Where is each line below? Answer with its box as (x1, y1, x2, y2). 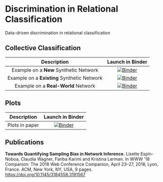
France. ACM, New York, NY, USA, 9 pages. (5, 166, 93, 172)
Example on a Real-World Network (14, 82, 96, 89)
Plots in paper (7, 122, 39, 128)
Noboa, (5, 156, 20, 162)
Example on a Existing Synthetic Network (7, 74, 103, 81)
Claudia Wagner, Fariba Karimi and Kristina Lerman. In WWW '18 (20, 156, 150, 162)
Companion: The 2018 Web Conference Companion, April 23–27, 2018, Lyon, (5, 162, 159, 167)
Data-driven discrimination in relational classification (5, 30, 110, 36)
